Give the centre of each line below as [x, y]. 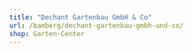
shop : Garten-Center [47, 33]
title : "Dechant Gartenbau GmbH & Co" [81, 17]
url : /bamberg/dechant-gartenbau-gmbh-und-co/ [96, 26]
